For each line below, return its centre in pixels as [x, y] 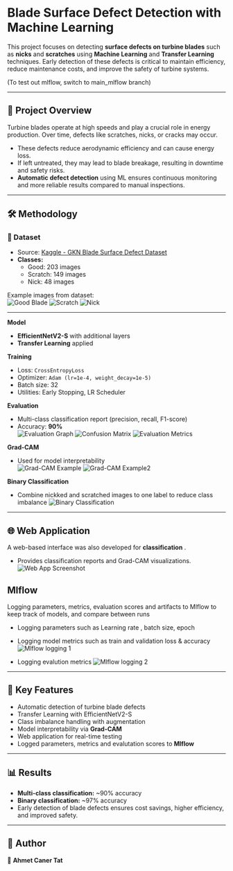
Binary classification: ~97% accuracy [72, 800]
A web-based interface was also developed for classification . [97, 547]
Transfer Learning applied [55, 343]
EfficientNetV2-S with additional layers [74, 336]
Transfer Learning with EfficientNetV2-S [75, 714]
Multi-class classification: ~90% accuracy [79, 793]
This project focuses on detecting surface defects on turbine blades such [114, 46]
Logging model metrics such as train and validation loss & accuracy [114, 641]
